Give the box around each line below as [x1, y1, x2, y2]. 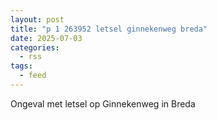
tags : [10, 61, 33, 71]
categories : [10, 42, 60, 53]
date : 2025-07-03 [10, 33, 83, 43]
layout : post [10, 14, 65, 25]
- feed [19, 71, 47, 81]
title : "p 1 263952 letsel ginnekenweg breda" [10, 24, 208, 34]
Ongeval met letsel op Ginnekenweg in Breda [10, 97, 196, 110]
